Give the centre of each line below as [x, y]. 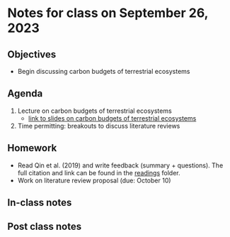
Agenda [25, 94]
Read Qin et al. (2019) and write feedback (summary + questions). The [120, 165]
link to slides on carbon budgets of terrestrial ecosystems [112, 118]
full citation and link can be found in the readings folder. [99, 172]
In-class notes [40, 203]
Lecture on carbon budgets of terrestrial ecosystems [94, 111]
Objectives [32, 54]
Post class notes [45, 227]
